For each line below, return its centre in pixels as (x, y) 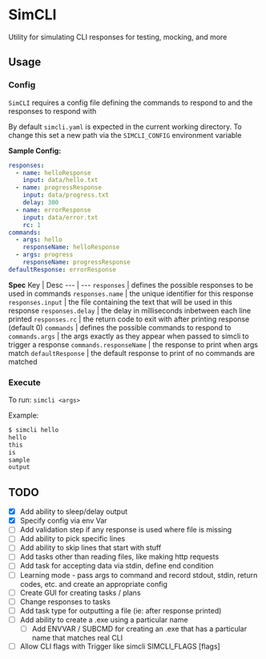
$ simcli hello (34, 431)
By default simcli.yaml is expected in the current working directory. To (125, 127)
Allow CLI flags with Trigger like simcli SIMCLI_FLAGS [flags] (120, 646)
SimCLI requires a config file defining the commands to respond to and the (131, 103)
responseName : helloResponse (71, 247)
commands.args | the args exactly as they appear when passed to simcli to (129, 336)
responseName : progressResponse (77, 262)
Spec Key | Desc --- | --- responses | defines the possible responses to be (131, 285)
